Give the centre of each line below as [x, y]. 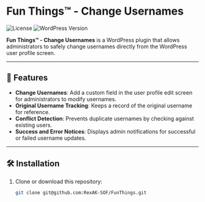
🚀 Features [27, 78]
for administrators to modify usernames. [66, 99]
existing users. [34, 125]
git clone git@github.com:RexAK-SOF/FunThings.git [81, 193]
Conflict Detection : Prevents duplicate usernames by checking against [104, 118]
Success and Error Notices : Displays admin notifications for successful [105, 131]
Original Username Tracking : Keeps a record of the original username [104, 106]
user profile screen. [31, 52]
